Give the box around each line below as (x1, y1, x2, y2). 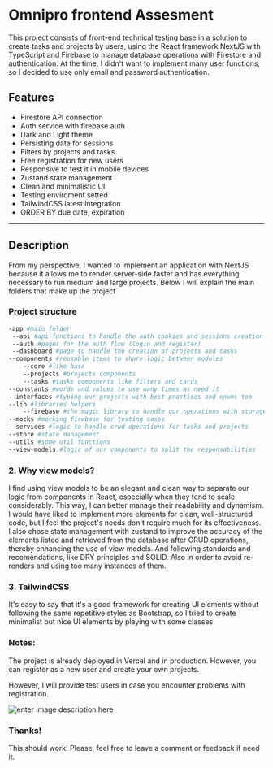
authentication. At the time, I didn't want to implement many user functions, (8, 59, 261, 68)
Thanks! (8, 725, 42, 736)
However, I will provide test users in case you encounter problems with (8, 680, 245, 690)
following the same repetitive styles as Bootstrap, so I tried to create (8, 608, 237, 618)
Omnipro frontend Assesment (8, 6, 214, 24)
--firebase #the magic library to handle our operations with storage (23, 408, 267, 416)
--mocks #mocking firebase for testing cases (8, 415, 165, 423)
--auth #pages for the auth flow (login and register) (11, 340, 201, 348)
